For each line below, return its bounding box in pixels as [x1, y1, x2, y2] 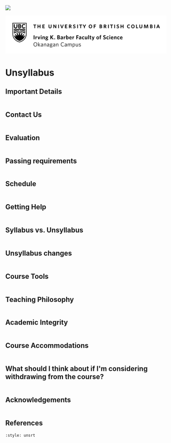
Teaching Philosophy [5, 295, 74, 304]
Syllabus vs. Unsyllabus [5, 226, 83, 235]
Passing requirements [5, 156, 77, 165]
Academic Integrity [5, 318, 68, 327]
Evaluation [5, 133, 40, 142]
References [5, 418, 43, 427]
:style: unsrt [5, 433, 36, 438]
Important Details [5, 87, 62, 96]
